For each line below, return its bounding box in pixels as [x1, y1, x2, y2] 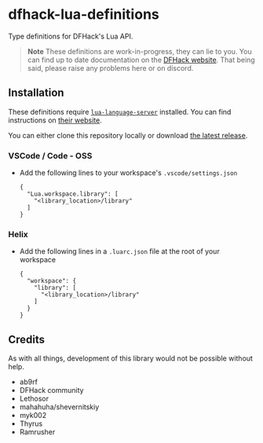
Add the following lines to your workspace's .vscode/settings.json [19, 168, 238, 178]
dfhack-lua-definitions [8, 5, 159, 24]
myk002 [19, 411, 47, 420]
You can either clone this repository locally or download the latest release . [8, 130, 248, 140]
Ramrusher [19, 427, 56, 437]
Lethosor [19, 394, 49, 404]
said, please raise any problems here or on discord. [27, 63, 194, 72]
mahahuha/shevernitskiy [19, 402, 100, 412]
